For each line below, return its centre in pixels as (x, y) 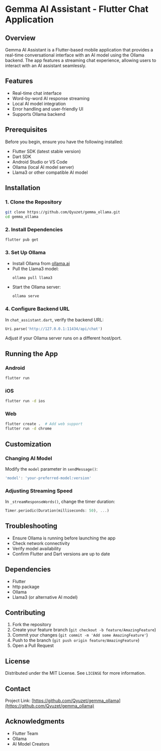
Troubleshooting (31, 526)
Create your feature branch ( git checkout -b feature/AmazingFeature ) (84, 630)
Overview (20, 38)
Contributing (25, 613)
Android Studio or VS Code (40, 161)
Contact (18, 689)
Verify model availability (37, 548)
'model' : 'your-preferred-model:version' (48, 478)
